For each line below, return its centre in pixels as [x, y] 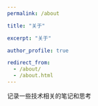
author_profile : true [38, 51]
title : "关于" [26, 26]
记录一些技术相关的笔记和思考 [49, 96]
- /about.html [33, 76]
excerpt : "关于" [29, 38]
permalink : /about [33, 13]
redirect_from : [29, 63]
